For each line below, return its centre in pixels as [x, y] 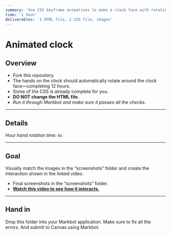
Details [17, 123]
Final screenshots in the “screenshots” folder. [60, 183]
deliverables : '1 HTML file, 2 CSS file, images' [59, 19]
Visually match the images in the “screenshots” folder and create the [77, 168]
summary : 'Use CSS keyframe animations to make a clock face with [77, 10]
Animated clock [39, 44]
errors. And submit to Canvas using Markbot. [52, 227]
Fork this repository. [34, 75]
